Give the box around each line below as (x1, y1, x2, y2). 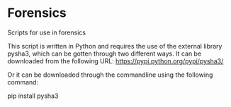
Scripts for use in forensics (7, 28, 86, 37)
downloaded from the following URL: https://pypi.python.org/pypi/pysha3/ (7, 56, 224, 65)
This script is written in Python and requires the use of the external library (7, 42, 222, 50)
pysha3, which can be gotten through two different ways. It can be (7, 49, 202, 58)
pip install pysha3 (7, 92, 59, 100)
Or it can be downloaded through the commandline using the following (7, 70, 213, 79)
